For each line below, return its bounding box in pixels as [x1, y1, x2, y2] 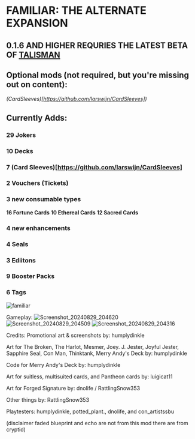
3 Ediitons [6, 256, 36, 264]
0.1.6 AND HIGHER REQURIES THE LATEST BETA [6, 40, 188, 50]
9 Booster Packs [6, 272, 55, 280]
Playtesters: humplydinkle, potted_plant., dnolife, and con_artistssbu [6, 408, 175, 415]
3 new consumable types [6, 195, 81, 204]
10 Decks [6, 147, 33, 155]
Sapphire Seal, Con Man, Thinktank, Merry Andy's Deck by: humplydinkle [6, 350, 187, 357]
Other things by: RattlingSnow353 [6, 396, 90, 403]
